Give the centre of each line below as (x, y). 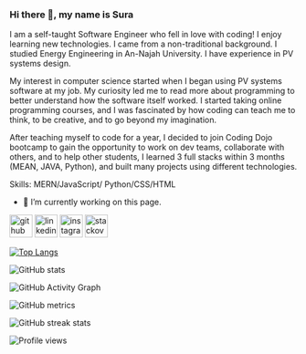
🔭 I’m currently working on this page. (92, 202)
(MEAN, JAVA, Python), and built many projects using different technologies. (153, 167)
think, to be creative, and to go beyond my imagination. (113, 120)
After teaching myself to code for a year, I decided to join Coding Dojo (141, 138)
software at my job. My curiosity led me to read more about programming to (152, 91)
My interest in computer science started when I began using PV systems (146, 81)
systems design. (40, 64)
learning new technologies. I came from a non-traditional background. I (143, 44)
